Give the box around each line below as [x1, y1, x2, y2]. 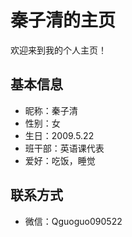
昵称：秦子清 [24, 104, 78, 116]
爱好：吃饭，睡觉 [24, 154, 96, 166]
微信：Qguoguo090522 [24, 215, 123, 227]
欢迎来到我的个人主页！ [10, 44, 107, 56]
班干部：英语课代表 [24, 142, 105, 154]
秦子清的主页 [10, 9, 117, 32]
